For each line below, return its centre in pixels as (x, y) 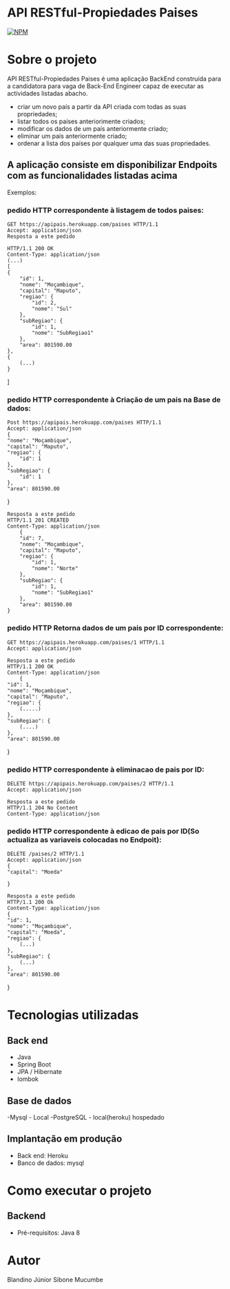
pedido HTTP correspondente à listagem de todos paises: (106, 210)
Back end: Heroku (43, 1155)
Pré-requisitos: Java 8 (49, 1233)
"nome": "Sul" (52, 309)
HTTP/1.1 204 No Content (43, 807)
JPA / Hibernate (40, 1072)
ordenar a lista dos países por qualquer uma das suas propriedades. (114, 143)
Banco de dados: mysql (51, 1163)
